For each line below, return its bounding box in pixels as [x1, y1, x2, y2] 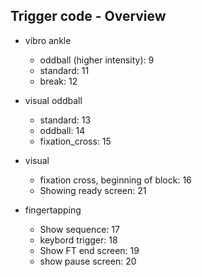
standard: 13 [39, 114, 92, 126]
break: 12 [39, 75, 78, 87]
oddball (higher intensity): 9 [39, 54, 155, 66]
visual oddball [24, 94, 83, 106]
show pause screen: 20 [39, 255, 137, 267]
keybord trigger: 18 [39, 234, 118, 246]
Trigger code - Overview [10, 8, 167, 25]
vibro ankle [24, 34, 72, 46]
